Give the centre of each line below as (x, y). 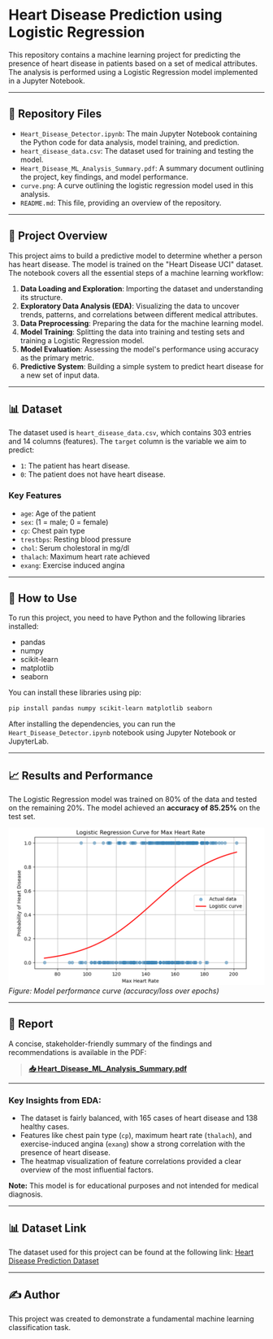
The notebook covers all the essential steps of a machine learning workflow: (136, 273)
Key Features (35, 495)
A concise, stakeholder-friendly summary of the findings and (110, 1044)
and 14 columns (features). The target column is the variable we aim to (128, 442)
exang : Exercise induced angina (72, 565)
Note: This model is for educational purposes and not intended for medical (133, 1185)
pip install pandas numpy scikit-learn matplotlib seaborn (110, 709)
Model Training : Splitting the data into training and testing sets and (132, 332)
